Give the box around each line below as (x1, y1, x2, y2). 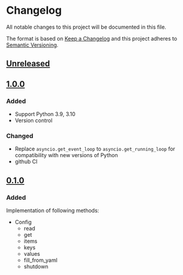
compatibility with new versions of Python (14, 152, 118, 159)
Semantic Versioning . (6, 41, 58, 48)
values (23, 250, 41, 257)
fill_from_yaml (23, 256, 58, 264)
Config (14, 219, 32, 225)
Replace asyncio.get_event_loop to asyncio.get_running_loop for (14, 145, 176, 152)
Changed (6, 132, 34, 140)
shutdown (23, 263, 49, 270)
